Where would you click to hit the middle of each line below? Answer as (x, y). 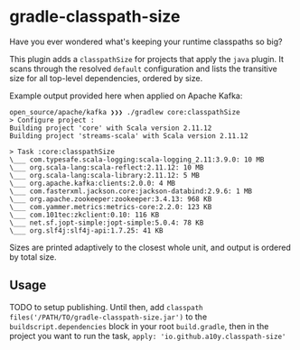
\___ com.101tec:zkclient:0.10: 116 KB (84, 215)
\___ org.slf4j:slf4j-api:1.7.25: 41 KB (87, 230)
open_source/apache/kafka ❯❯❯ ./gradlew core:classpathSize (125, 112)
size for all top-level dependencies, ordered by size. (106, 78)
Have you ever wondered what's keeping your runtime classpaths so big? (146, 41)
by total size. (33, 257)
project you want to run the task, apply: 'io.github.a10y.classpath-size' (148, 336)
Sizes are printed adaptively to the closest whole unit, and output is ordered (150, 247)
